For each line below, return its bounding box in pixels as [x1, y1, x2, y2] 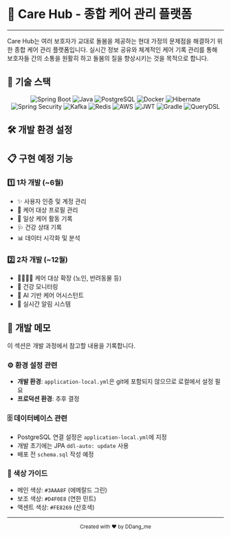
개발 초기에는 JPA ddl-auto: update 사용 [16, 441, 129, 449]
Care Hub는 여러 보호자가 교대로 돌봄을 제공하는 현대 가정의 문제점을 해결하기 [7, 37, 216, 45]
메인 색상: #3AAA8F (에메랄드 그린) [16, 485, 108, 494]
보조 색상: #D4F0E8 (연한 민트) [16, 494, 96, 503]
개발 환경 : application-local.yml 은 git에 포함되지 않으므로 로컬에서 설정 [16, 377, 214, 386]
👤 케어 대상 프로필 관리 [16, 205, 78, 214]
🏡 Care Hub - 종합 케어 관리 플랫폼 [7, 6, 192, 22]
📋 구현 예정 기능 [7, 152, 74, 164]
